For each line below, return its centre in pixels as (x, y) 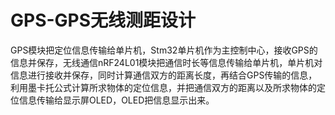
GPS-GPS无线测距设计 (103, 20)
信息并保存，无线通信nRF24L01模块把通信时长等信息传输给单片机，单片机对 (166, 62)
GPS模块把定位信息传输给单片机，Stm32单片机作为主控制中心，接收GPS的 (164, 50)
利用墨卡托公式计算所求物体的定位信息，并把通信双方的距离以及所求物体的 (163, 87)
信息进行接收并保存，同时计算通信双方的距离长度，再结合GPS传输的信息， (164, 75)
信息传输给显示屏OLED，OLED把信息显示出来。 (116, 100)
